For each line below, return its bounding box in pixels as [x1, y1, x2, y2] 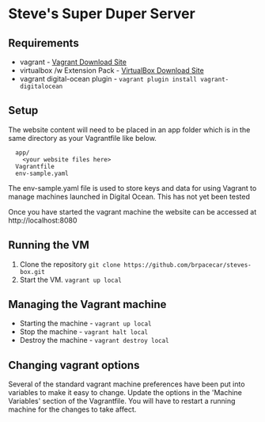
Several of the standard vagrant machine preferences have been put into [8, 379, 245, 389]
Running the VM [8, 238, 89, 252]
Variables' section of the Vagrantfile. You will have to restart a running [8, 397, 236, 406]
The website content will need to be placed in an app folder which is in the [8, 124, 251, 135]
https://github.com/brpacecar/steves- [123, 260, 252, 269]
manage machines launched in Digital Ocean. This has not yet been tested [8, 192, 251, 201]
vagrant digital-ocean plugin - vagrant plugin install [19, 74, 198, 83]
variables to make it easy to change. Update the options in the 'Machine [8, 388, 243, 397]
